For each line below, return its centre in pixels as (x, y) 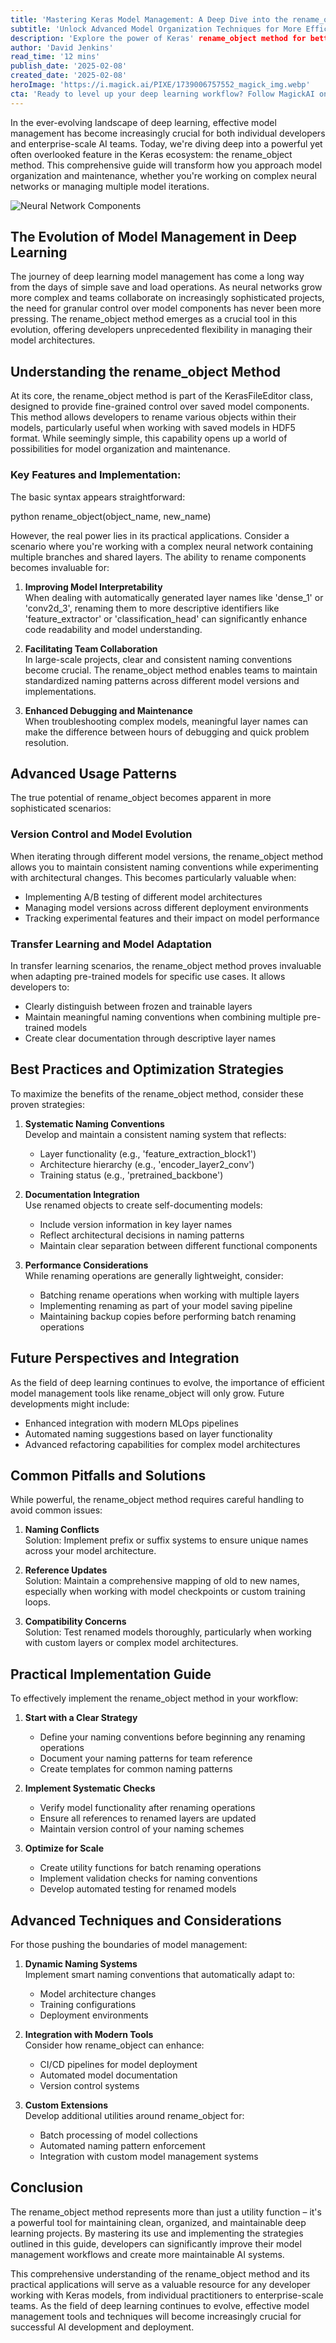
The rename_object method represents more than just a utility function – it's (166, 2212)
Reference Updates (66, 1570)
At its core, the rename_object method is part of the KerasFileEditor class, (161, 396)
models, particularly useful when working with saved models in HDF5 (153, 428)
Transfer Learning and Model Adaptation (111, 944)
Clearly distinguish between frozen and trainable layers (138, 1006)
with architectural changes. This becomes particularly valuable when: (153, 877)
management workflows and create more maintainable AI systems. (147, 2254)
